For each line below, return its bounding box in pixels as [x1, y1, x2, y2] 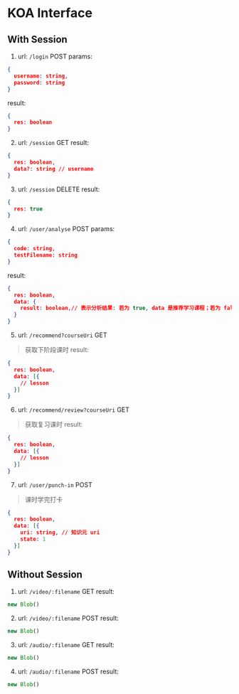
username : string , [14, 73, 69, 80]
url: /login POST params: [17, 52, 92, 60]
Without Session [7, 569, 83, 581]
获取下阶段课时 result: [24, 346, 89, 353]
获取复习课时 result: [24, 420, 83, 429]
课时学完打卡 [24, 495, 63, 503]
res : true [14, 205, 43, 213]
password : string [14, 79, 65, 86]
